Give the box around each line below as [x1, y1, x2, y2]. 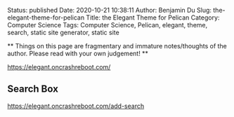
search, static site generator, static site [7, 28, 119, 36]
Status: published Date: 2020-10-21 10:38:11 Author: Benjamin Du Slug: [7, 6, 212, 14]
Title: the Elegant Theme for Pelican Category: [86, 13, 220, 22]
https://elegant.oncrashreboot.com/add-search [7, 102, 145, 110]
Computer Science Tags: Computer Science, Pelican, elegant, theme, [7, 21, 208, 29]
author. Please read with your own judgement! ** [7, 49, 149, 57]
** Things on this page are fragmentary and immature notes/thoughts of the [7, 42, 227, 50]
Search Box [7, 83, 58, 95]
